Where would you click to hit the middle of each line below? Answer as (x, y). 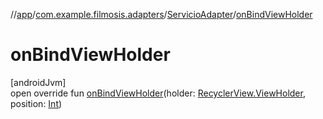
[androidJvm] (38, 82)
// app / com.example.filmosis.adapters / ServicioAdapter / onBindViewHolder (161, 14)
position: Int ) (36, 103)
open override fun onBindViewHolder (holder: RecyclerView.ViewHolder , (158, 93)
